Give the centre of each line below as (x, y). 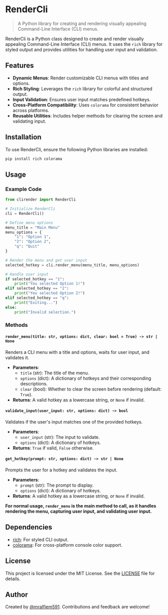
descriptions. (34, 383)
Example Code (24, 189)
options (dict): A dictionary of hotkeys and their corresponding (86, 378)
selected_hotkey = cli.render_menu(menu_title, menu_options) (72, 265)
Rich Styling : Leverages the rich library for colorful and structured (82, 89)
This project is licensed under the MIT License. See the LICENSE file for (80, 573)
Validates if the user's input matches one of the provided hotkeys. (74, 422)
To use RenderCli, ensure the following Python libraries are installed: (77, 149)
